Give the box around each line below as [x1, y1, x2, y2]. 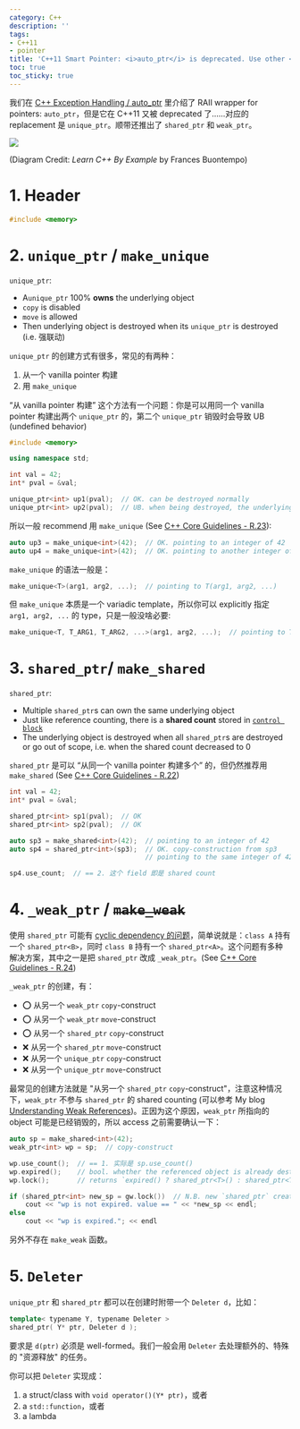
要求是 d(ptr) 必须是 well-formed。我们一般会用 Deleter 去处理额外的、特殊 [9, 1340, 290, 1351]
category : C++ [9, 13, 62, 22]
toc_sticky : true [9, 72, 74, 81]
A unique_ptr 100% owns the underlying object [21, 292, 195, 302]
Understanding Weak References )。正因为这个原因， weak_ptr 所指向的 [9, 1106, 270, 1117]
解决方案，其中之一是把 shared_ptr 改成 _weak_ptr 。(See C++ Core [9, 952, 257, 963]
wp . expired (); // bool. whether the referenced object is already [9, 1167, 274, 1177]
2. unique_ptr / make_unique [9, 245, 210, 265]
